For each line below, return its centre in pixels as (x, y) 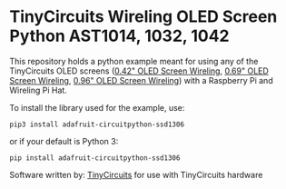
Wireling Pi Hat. (39, 90)
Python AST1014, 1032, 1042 (119, 36)
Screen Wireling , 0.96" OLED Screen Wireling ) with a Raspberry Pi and (142, 80)
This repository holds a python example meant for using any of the (134, 61)
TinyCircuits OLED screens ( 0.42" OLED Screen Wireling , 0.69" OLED (139, 71)
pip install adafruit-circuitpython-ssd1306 (95, 158)
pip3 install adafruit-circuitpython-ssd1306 (97, 124)
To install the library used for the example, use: (97, 107)
